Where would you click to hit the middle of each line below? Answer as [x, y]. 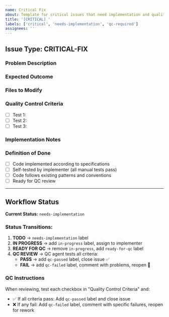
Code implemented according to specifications [61, 164]
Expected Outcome [29, 77]
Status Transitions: [29, 227]
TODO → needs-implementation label [51, 238]
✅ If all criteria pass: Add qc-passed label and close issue [71, 299]
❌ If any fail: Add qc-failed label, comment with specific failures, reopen [88, 304]
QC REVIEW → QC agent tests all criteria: [55, 254]
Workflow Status [32, 202]
